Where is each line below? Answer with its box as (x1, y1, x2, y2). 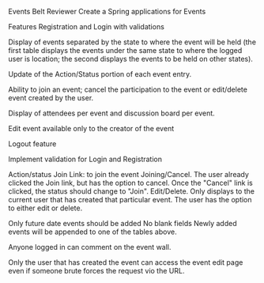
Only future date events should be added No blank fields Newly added (8, 219, 237, 228)
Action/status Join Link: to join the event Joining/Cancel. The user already (8, 170, 249, 179)
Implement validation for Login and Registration (8, 154, 163, 164)
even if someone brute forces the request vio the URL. (8, 266, 185, 275)
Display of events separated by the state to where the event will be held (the (8, 37, 257, 47)
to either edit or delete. (8, 203, 83, 213)
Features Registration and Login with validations (8, 22, 164, 31)
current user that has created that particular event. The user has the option (8, 195, 252, 204)
